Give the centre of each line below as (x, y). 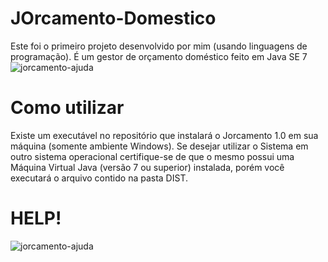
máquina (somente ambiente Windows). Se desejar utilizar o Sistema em (159, 146)
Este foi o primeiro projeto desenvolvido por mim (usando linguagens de (159, 46)
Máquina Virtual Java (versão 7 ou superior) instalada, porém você (147, 167)
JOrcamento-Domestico (113, 18)
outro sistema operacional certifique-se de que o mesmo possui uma (152, 156)
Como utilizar (67, 108)
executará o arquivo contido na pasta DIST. (99, 178)
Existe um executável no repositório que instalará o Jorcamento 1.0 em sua (164, 135)
